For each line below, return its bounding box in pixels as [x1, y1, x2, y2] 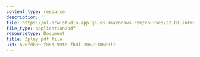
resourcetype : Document [6, 31, 65, 37]
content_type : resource [6, 8, 65, 15]
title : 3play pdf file [6, 36, 62, 42]
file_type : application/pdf [6, 25, 76, 31]
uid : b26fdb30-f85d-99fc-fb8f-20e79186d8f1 [6, 42, 116, 48]
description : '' [6, 14, 46, 20]
